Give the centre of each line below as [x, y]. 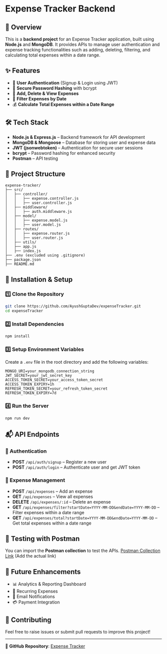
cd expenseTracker [24, 311]
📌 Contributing [28, 620]
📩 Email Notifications [34, 597]
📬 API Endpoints [32, 434]
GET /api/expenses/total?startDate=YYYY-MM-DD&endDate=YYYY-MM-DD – [85, 518]
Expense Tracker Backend [60, 9]
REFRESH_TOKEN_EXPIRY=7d [31, 393]
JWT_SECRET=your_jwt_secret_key [39, 376]
